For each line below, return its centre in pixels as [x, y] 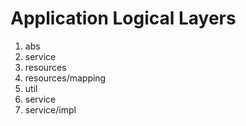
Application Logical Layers [123, 18]
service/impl [50, 109]
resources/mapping [65, 78]
